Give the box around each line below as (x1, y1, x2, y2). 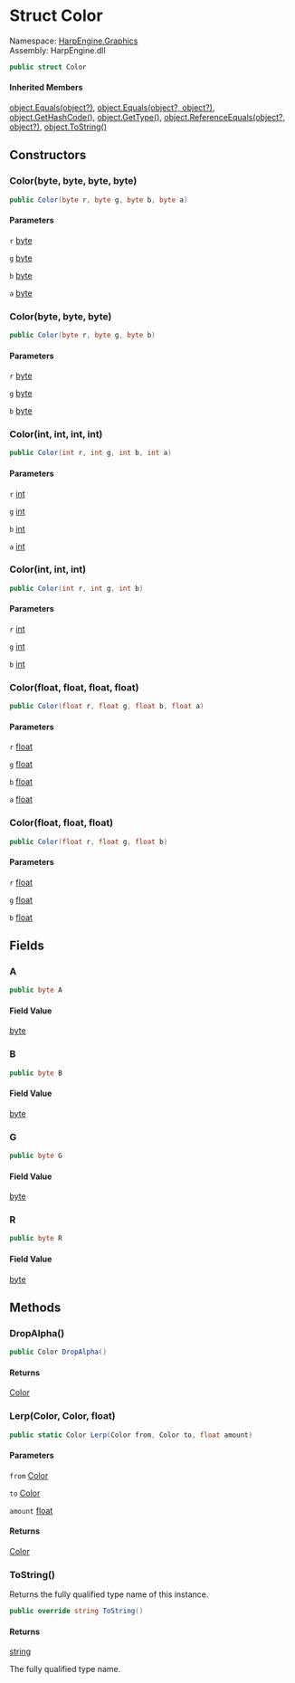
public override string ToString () (9, 1607, 144, 1616)
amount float (9, 1505, 53, 1516)
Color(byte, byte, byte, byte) (9, 175, 138, 187)
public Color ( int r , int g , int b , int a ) (9, 449, 172, 458)
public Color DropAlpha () (9, 1347, 107, 1357)
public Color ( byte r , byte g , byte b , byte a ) (9, 195, 188, 204)
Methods (9, 1299, 62, 1315)
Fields (9, 938, 45, 954)
